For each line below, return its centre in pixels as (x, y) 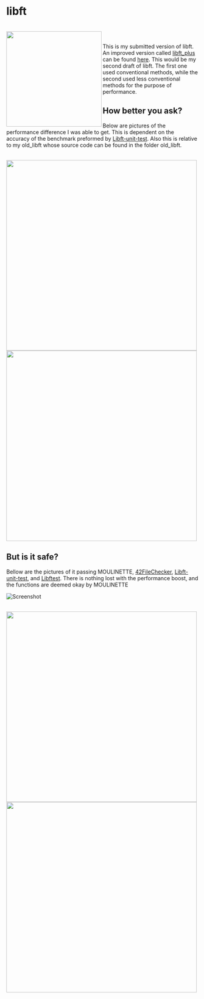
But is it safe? (33, 557)
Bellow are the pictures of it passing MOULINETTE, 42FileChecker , (90, 572)
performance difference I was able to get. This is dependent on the (90, 132)
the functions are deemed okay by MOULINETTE (68, 585)
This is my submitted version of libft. (148, 46)
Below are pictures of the (134, 126)
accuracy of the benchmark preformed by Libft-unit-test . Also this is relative (102, 138)
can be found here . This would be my (149, 59)
